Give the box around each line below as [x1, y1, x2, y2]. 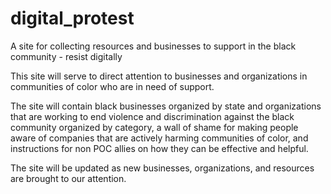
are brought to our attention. [10, 172, 127, 184]
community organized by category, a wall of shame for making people [10, 121, 299, 133]
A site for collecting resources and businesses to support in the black [10, 40, 297, 52]
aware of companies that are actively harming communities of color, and [10, 132, 309, 144]
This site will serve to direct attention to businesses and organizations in [10, 70, 308, 82]
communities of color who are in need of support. [10, 80, 215, 92]
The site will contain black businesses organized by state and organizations [10, 100, 322, 112]
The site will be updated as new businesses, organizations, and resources [10, 162, 315, 174]
